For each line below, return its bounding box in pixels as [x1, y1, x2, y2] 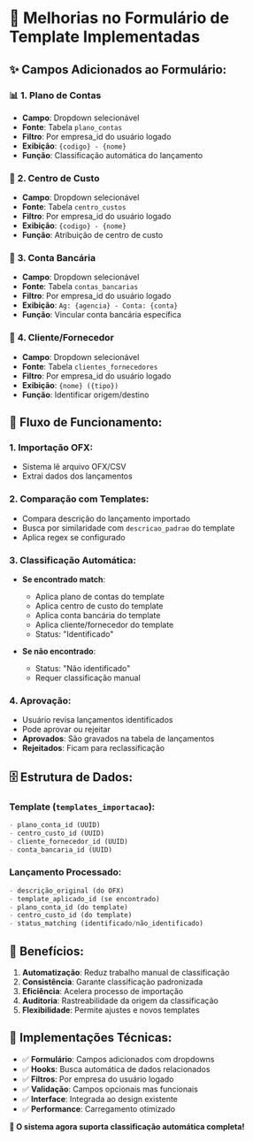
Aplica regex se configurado [21, 532, 126, 542]
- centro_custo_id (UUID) [9, 829, 104, 838]
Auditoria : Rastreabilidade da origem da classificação [21, 995, 218, 1007]
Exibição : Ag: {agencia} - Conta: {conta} [21, 300, 179, 310]
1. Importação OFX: [9, 441, 94, 454]
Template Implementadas [9, 27, 201, 47]
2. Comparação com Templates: [9, 493, 149, 505]
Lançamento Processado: [9, 866, 122, 878]
